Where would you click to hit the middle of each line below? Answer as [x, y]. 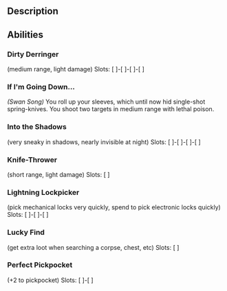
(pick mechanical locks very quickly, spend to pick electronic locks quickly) [114, 207]
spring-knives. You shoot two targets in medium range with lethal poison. [111, 109]
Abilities [25, 35]
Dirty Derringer [33, 54]
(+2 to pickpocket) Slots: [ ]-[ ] [51, 280]
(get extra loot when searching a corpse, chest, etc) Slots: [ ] [93, 247]
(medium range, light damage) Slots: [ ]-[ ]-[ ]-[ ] [76, 69]
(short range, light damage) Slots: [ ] [58, 174]
